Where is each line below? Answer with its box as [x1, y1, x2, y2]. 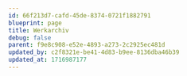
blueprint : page [8, 19, 62, 27]
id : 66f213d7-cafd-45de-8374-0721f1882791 [8, 11, 151, 20]
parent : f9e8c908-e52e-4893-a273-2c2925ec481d [8, 41, 166, 49]
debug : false [8, 33, 52, 42]
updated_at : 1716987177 [8, 56, 88, 64]
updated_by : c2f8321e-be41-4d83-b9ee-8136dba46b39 [8, 48, 180, 56]
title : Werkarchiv [8, 26, 69, 34]
